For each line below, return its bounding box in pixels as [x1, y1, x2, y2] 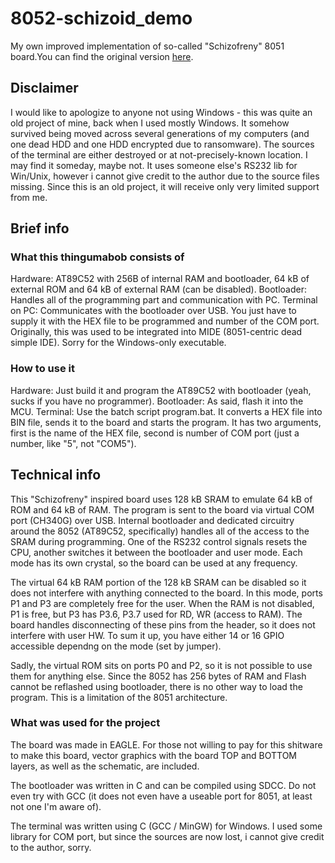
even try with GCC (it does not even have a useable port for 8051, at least [10, 790, 313, 802]
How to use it [10, 362, 75, 376]
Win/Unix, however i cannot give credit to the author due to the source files [10, 170, 320, 182]
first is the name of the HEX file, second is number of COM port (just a [10, 427, 300, 439]
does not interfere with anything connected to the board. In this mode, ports [10, 587, 323, 599]
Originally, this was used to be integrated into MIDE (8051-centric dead [10, 326, 303, 338]
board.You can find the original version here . [10, 50, 194, 62]
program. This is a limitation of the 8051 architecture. [10, 691, 228, 703]
